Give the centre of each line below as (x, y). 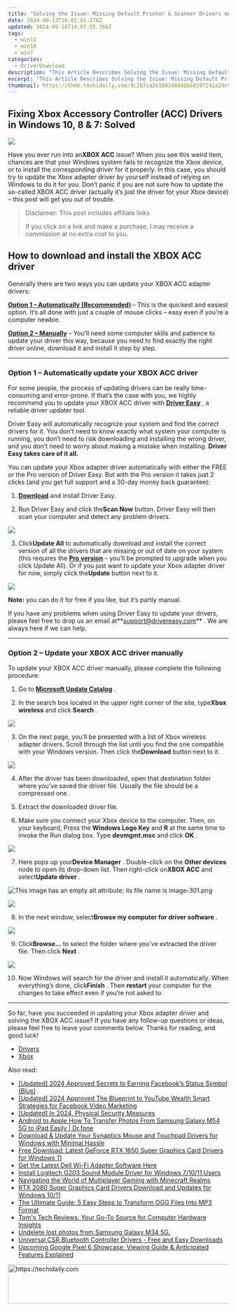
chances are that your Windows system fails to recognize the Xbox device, (116, 162)
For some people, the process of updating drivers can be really (99, 388)
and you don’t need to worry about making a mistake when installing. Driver (117, 446)
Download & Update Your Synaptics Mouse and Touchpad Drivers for (118, 1136)
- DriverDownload (40, 66)
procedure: (24, 676)
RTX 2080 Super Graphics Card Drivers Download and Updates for (115, 1188)
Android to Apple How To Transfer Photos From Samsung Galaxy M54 (119, 1121)
